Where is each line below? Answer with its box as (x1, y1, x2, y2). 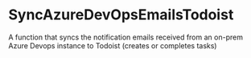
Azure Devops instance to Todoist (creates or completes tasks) (8, 40, 217, 50)
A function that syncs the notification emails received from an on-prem (8, 32, 244, 42)
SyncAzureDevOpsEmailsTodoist (8, 6, 234, 24)
